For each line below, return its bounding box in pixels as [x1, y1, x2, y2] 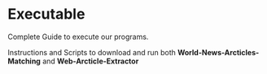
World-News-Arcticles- [177, 47, 260, 57]
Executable [7, 5, 85, 24]
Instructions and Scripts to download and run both [7, 47, 177, 57]
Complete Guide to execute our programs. [7, 32, 149, 41]
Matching [7, 56, 42, 66]
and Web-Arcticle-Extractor [42, 56, 139, 66]
